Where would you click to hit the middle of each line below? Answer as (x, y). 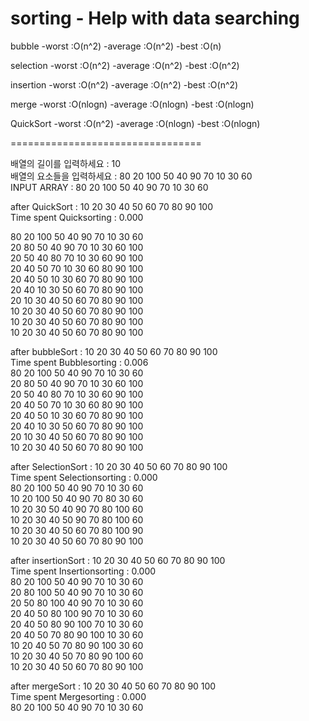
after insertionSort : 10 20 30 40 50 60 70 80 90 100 (118, 560)
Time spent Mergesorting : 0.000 (78, 696)
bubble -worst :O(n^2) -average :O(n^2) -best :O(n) (116, 46)
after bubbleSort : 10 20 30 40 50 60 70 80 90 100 (114, 351)
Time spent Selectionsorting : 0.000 (84, 477)
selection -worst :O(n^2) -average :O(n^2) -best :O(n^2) (125, 65)
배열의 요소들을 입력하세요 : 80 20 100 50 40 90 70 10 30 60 (131, 176)
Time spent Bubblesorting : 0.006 (79, 362)
